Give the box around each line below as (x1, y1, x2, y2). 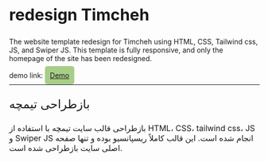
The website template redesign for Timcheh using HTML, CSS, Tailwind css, (9, 37, 258, 47)
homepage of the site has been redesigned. (9, 54, 153, 64)
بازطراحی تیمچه (9, 97, 91, 112)
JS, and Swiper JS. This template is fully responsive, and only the (9, 45, 223, 55)
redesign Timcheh (9, 4, 150, 25)
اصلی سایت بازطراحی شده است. (9, 143, 122, 154)
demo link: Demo (9, 71, 70, 80)
